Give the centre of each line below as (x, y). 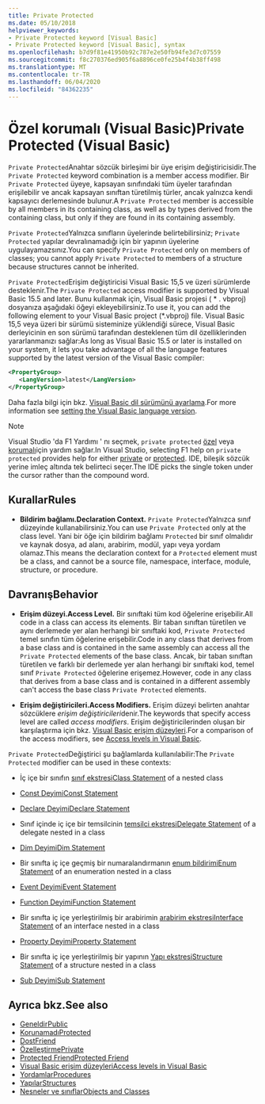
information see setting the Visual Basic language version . (103, 411)
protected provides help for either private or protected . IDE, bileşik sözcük (129, 458)
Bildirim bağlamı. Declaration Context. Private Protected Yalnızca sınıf (135, 519)
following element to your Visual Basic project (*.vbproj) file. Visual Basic (127, 316)
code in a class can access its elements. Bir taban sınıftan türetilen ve (133, 622)
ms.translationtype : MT (47, 67)
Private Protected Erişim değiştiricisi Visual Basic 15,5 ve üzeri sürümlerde (129, 282)
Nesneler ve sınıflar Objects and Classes (85, 1091)
